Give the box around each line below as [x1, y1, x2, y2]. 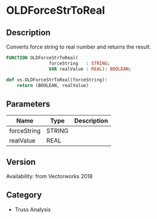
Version [6, 157, 36, 167]
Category [6, 190, 42, 200]
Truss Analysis [14, 206, 51, 213]
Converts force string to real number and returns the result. [6, 43, 152, 50]
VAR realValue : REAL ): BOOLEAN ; [48, 66, 132, 72]
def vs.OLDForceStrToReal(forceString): [6, 77, 108, 83]
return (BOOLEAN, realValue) [17, 82, 89, 89]
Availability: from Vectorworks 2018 [6, 173, 93, 180]
